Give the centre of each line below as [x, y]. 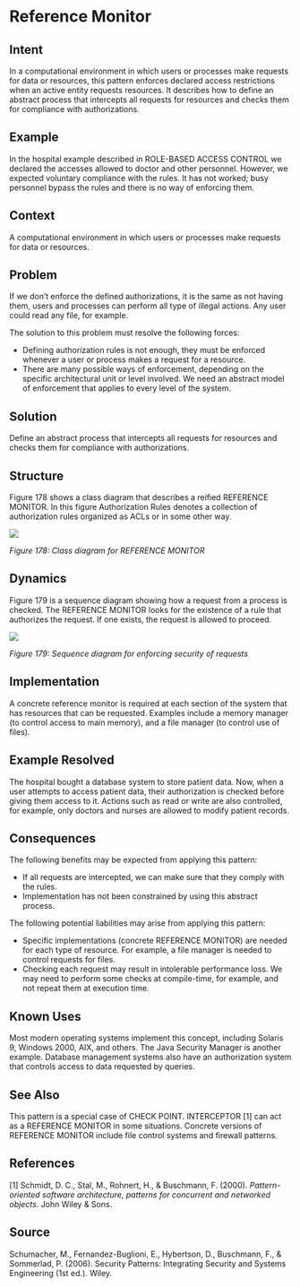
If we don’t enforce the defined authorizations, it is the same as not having [146, 297]
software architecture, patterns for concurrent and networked [156, 1195]
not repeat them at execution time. [86, 989]
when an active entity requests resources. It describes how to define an [141, 90]
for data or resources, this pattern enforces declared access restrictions [142, 81]
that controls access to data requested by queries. [102, 1067]
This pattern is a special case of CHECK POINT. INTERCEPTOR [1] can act [146, 1116]
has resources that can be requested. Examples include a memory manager [149, 713]
